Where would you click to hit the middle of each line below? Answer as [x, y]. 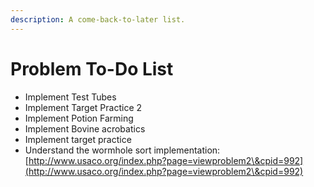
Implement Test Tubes [70, 97]
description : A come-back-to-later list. [98, 19]
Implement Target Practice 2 [83, 107]
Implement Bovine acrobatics [85, 128]
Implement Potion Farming [79, 118]
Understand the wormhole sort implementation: [122, 150]
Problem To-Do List [92, 68]
